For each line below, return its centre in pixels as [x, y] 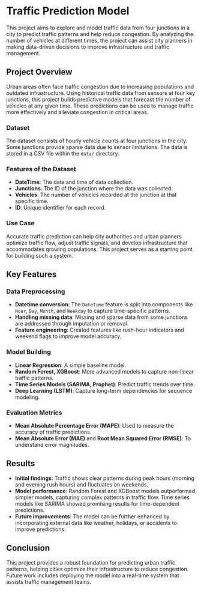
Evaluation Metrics [34, 413]
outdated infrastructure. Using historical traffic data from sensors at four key [101, 93]
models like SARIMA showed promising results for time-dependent [97, 503]
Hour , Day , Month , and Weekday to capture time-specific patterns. [93, 311]
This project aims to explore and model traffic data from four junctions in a [98, 28]
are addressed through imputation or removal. [72, 324]
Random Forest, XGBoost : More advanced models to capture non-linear [104, 371]
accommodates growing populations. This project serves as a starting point [100, 249]
